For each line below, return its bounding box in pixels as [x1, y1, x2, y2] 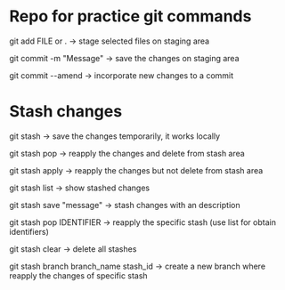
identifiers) [9, 226, 49, 237]
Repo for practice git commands [9, 6, 252, 27]
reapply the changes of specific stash [9, 270, 149, 281]
